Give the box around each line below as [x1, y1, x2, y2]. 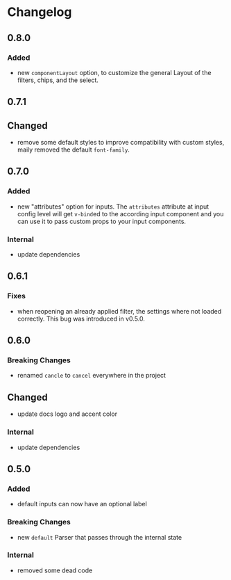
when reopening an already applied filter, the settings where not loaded [17, 307, 222, 315]
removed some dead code [17, 566, 93, 574]
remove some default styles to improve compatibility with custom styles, [17, 138, 225, 147]
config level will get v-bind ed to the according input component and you [17, 209, 224, 218]
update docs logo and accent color [17, 410, 118, 418]
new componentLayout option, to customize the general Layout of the [17, 68, 212, 76]
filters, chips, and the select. [17, 76, 99, 84]
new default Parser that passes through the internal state [17, 533, 182, 541]
